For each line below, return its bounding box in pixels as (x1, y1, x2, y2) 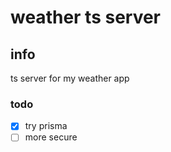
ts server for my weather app (10, 72, 130, 84)
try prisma (24, 120, 68, 132)
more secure (24, 131, 78, 143)
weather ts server (10, 6, 162, 29)
